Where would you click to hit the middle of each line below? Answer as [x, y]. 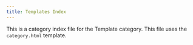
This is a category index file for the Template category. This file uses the [96, 29]
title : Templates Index [36, 12]
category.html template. [36, 35]
